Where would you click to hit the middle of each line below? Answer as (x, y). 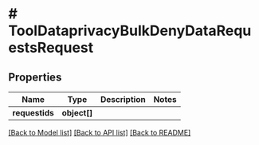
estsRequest (51, 48)
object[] (77, 113)
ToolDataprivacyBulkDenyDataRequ (130, 31)
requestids (33, 113)
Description (123, 99)
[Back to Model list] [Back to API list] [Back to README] (100, 133)
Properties (35, 77)
